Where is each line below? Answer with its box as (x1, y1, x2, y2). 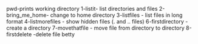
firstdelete (6, 31, 32, 38)
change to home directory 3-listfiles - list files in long (50, 11, 183, 19)
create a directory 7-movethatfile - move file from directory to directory (6, 24, 185, 31)
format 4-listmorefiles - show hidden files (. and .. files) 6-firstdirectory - (6, 18, 188, 25)
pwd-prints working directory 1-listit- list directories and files (6, 5, 158, 12)
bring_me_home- (6, 11, 49, 19)
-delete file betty (33, 31, 75, 38)
